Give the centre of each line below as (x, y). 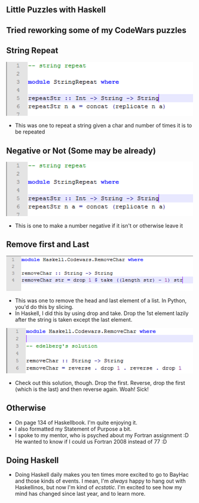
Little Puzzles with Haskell (56, 10)
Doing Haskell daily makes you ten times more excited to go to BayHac (102, 475)
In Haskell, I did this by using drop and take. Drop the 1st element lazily (102, 313)
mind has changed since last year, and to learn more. (80, 494)
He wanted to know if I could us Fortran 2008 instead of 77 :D (91, 441)
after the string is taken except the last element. (74, 320)
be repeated (30, 132)
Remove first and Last (48, 245)
